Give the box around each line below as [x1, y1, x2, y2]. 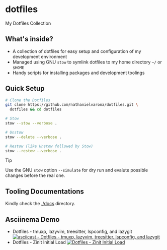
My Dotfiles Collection [5, 20, 51, 26]
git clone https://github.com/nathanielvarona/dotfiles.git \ [5, 102, 138, 107]
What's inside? [5, 35, 54, 43]
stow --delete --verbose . [5, 135, 62, 140]
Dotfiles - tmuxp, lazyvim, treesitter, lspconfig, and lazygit [12, 228, 132, 235]
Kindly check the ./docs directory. [5, 201, 75, 207]
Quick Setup [5, 84, 45, 93]
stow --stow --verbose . [5, 121, 57, 126]
